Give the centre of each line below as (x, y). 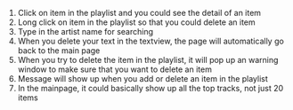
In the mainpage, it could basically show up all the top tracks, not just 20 (151, 88)
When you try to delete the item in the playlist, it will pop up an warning (148, 60)
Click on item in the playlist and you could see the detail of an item (139, 13)
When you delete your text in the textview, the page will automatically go (151, 41)
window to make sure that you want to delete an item (114, 69)
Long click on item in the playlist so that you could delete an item (136, 22)
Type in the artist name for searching (85, 31)
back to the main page (59, 51)
